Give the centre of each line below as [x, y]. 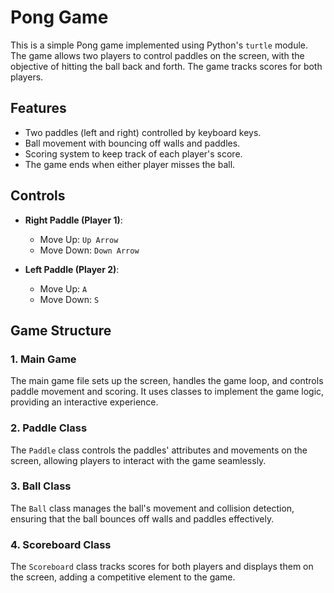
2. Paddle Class [49, 428]
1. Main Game [43, 359]
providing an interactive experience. [84, 402]
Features [38, 108]
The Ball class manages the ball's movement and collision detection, [152, 508]
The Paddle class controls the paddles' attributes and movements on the [159, 450]
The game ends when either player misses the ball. [130, 164]
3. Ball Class [41, 486]
